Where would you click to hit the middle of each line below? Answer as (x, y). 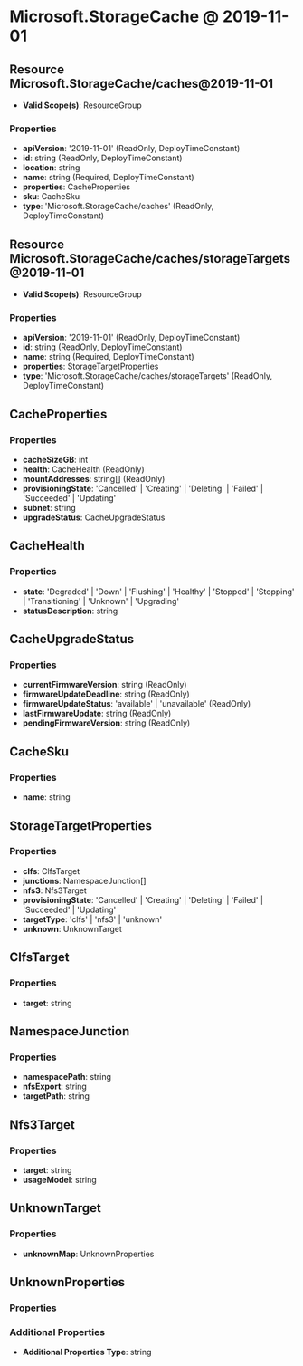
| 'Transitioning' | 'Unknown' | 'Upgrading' (100, 601)
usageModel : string (59, 1179)
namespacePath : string (66, 1077)
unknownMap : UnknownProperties (88, 1254)
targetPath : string (56, 1096)
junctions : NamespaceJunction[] (84, 880)
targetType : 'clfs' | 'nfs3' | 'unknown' (92, 919)
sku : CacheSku (51, 197)
